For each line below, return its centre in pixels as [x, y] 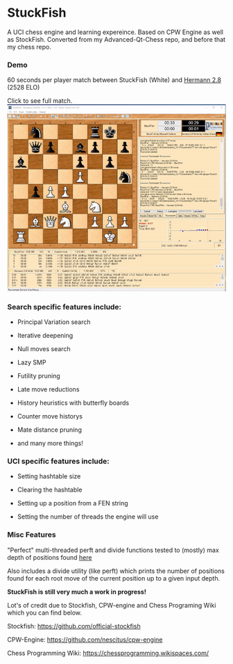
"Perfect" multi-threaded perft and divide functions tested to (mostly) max [113, 550]
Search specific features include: [64, 307]
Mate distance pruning [49, 430]
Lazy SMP [32, 362]
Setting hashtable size [49, 476]
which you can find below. [44, 613]
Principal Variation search [54, 322]
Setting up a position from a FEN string [72, 503]
